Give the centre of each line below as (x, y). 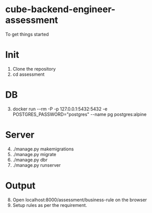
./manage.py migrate (34, 154)
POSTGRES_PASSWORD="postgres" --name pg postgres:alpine (80, 114)
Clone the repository (34, 69)
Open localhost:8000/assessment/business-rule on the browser (80, 200)
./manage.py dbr (30, 160)
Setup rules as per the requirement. (50, 205)
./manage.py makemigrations (43, 149)
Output (20, 185)
